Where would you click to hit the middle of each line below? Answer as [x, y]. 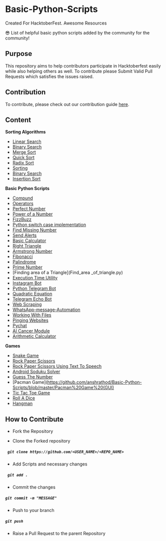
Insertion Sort [26, 179]
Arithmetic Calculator [34, 336]
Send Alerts [24, 235]
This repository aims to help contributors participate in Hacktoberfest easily [83, 65]
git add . [17, 475]
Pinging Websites [30, 320]
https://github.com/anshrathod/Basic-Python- [94, 382]
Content [18, 120]
